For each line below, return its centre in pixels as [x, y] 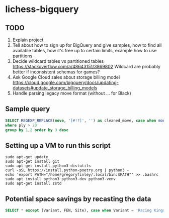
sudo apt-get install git [32, 162]
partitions [22, 56]
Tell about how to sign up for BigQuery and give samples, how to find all [87, 45]
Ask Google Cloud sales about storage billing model [66, 77]
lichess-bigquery [42, 9]
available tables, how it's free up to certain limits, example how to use [84, 50]
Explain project [28, 40]
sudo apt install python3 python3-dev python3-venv [60, 179]
